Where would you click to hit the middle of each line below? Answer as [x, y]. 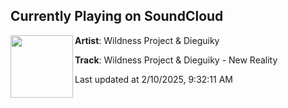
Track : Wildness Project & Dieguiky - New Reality [176, 60]
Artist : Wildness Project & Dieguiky [147, 40]
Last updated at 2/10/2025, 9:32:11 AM [153, 79]
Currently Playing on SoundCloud [117, 16]
